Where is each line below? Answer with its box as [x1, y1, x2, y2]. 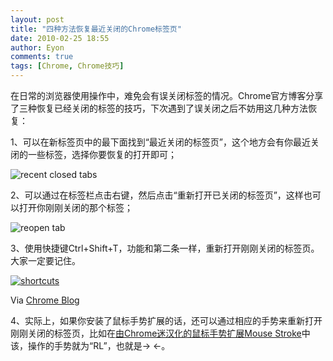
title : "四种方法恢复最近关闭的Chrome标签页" [10, 24, 182, 34]
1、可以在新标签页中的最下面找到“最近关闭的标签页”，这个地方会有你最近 [10, 136, 312, 148]
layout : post [10, 14, 65, 25]
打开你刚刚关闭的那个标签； [18, 202, 133, 213]
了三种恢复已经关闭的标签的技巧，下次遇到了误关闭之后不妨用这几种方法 [10, 102, 308, 114]
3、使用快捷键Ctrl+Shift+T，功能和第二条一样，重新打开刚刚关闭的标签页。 [10, 242, 320, 254]
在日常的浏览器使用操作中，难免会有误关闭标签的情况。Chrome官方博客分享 [10, 90, 324, 101]
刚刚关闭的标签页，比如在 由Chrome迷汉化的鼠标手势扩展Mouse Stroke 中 [10, 327, 311, 339]
